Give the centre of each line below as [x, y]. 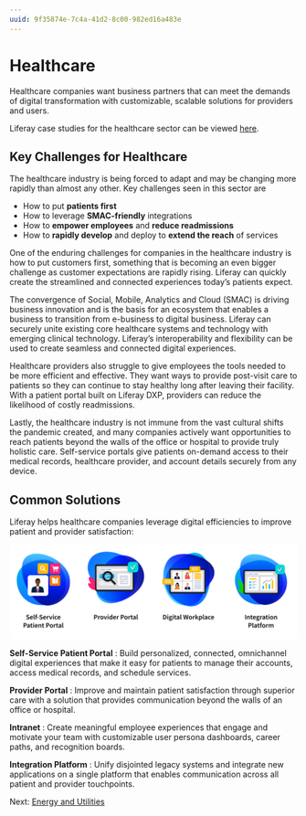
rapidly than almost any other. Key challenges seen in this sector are [138, 188]
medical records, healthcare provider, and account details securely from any [153, 461]
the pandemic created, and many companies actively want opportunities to [150, 432]
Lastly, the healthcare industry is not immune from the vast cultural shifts [147, 423]
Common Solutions [65, 499]
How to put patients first [69, 207]
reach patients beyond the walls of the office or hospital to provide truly [144, 442]
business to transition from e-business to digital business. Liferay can [140, 319]
